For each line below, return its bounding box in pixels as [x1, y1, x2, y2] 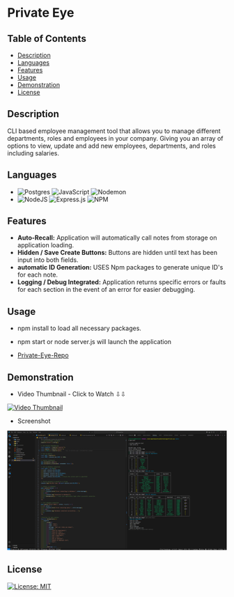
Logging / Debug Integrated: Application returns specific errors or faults [17, 278, 226, 286]
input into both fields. [17, 256, 79, 264]
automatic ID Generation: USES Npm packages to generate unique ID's [17, 263, 224, 272]
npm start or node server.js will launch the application [17, 338, 172, 346]
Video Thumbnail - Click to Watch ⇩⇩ [17, 390, 127, 398]
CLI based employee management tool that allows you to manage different [7, 127, 221, 135]
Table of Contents [7, 33, 87, 45]
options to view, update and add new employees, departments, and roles [7, 141, 216, 150]
